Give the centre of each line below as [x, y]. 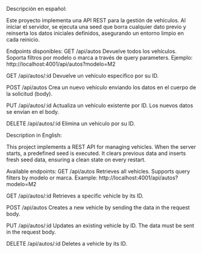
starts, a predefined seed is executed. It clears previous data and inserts [96, 153]
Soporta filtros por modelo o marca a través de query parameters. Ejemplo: [99, 58]
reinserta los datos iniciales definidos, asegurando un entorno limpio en [95, 33]
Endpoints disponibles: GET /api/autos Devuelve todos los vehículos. [91, 51]
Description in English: [34, 135]
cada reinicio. [23, 39]
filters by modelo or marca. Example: [52, 178]
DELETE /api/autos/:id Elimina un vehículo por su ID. [71, 123]
